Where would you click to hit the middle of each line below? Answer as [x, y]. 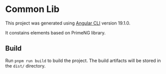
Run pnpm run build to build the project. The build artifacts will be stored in [83, 60]
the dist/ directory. [25, 65]
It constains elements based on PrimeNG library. [56, 32]
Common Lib [32, 9]
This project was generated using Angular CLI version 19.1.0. [68, 23]
